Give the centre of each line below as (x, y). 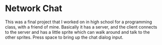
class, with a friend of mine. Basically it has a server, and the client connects (81, 27)
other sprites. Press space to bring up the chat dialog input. (64, 37)
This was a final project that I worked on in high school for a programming (79, 22)
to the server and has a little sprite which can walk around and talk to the (77, 32)
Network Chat (34, 8)
